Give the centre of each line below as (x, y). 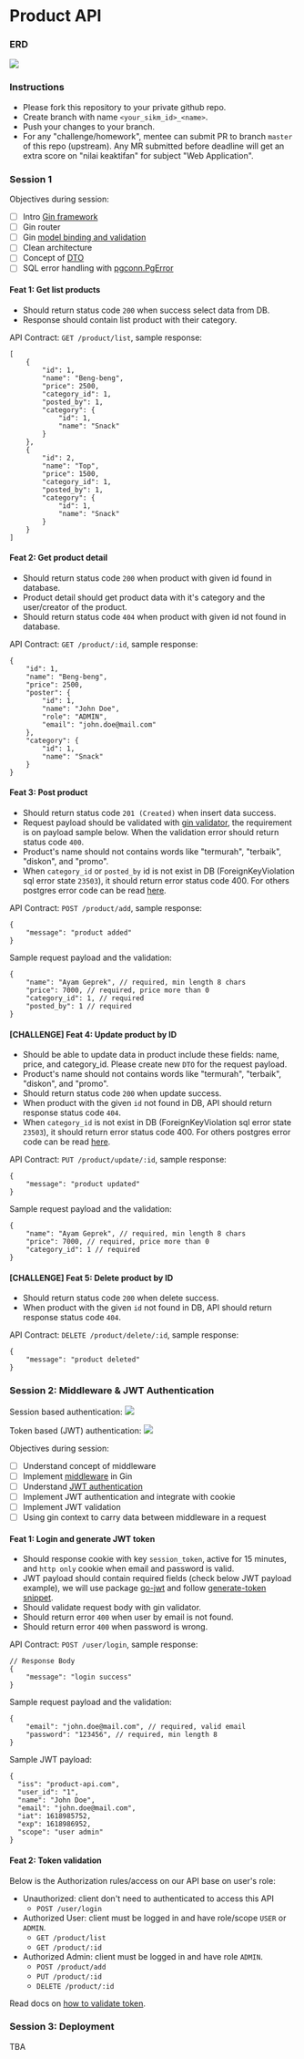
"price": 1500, (71, 474)
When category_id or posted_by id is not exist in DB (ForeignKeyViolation (158, 871)
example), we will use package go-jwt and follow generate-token (144, 1588)
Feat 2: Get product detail (59, 558)
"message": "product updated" (83, 1185)
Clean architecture (57, 248)
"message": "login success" (79, 1677)
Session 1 (31, 179)
